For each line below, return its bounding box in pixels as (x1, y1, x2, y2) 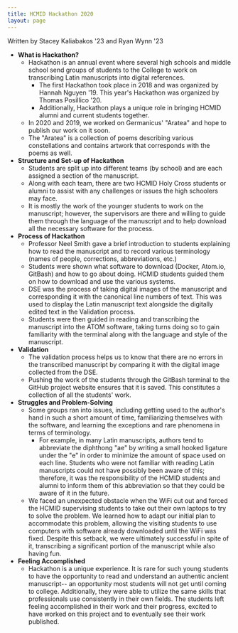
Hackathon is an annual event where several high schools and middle (28, 58, 232, 66)
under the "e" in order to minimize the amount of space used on (38, 451, 226, 459)
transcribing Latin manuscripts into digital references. (28, 73, 185, 82)
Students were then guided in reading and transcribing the (28, 314, 200, 324)
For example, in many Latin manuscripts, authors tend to (38, 435, 204, 445)
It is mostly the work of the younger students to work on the (28, 201, 204, 210)
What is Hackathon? (17, 50, 80, 59)
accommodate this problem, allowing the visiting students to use (28, 518, 217, 527)
